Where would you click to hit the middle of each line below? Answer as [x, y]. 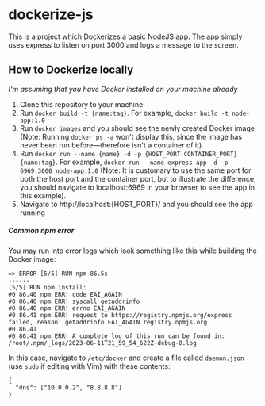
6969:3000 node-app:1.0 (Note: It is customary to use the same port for [135, 170]
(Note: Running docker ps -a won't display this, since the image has [131, 136]
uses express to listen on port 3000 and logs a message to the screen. [124, 44]
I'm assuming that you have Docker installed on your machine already [123, 89]
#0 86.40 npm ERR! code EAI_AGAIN [65, 294]
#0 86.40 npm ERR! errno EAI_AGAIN [67, 308]
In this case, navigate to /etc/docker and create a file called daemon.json [126, 358]
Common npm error [41, 231]
